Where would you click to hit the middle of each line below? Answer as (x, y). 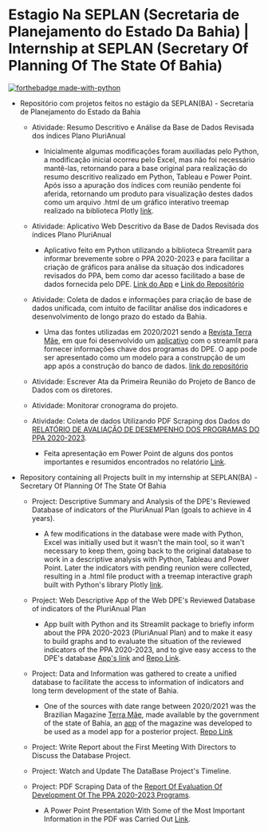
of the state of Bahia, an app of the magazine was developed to (148, 723)
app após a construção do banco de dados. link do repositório (146, 366)
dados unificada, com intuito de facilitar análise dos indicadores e (140, 308)
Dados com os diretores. (72, 390)
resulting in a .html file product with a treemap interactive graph (148, 576)
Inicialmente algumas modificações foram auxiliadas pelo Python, (151, 151)
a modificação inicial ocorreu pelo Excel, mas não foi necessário (149, 159)
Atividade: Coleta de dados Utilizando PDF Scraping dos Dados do (141, 420)
